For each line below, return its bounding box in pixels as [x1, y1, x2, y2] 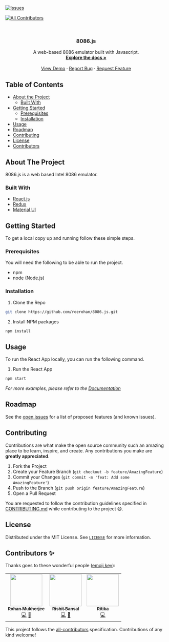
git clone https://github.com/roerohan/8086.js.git [5, 309, 118, 315]
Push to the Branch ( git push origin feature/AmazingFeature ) [12, 485, 145, 491]
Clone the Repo [12, 299, 46, 305]
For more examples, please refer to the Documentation [5, 385, 121, 391]
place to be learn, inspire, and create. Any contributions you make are [5, 447, 153, 453]
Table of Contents [5, 80, 64, 89]
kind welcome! [5, 632, 36, 638]
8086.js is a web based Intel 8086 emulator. [5, 171, 98, 177]
